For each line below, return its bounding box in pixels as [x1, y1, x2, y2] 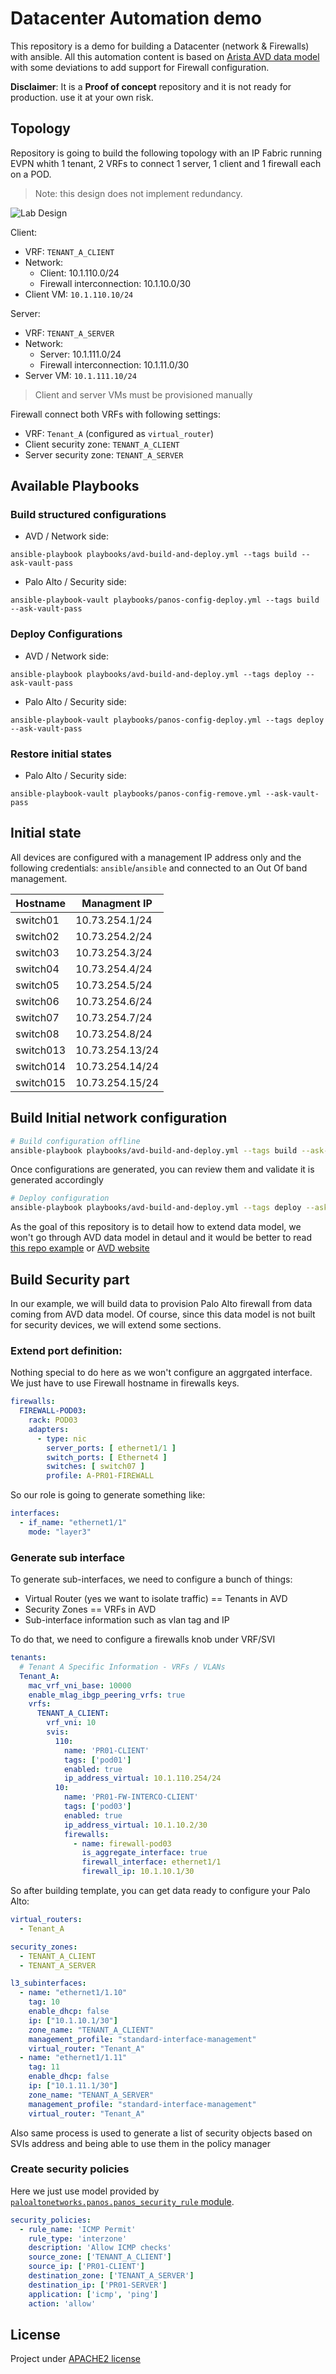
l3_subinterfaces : [10, 1978, 87, 1989]
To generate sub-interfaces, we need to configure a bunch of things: [10, 1573, 293, 1586]
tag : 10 [28, 1997, 60, 2007]
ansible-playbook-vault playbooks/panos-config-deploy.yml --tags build [10, 595, 320, 606]
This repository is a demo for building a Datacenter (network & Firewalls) [10, 40, 310, 52]
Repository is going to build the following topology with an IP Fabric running [10, 147, 323, 159]
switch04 [15, 962, 60, 976]
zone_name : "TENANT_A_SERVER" [28, 2090, 155, 2100]
